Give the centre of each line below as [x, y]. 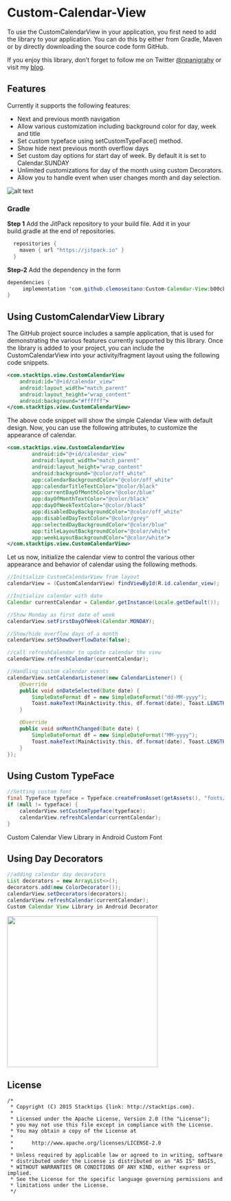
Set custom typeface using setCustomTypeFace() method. [100, 141]
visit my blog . [26, 67]
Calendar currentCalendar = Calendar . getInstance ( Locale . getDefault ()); [113, 602]
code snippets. [28, 363]
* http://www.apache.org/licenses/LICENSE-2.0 [86, 1143]
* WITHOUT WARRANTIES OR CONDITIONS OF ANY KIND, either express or [110, 1167]
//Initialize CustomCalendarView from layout [73, 577]
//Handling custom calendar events [58, 672]
